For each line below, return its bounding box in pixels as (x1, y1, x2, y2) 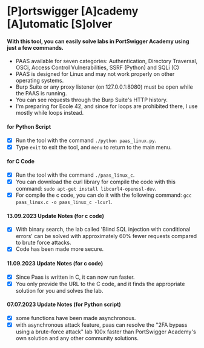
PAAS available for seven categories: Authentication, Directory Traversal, (15, 58, 198, 65)
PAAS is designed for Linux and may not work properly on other (15, 70, 175, 78)
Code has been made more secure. (15, 245, 104, 253)
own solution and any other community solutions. (15, 335, 139, 342)
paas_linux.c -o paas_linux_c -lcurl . (15, 199, 113, 206)
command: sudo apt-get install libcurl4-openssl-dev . (15, 185, 157, 193)
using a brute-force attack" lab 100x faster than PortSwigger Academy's (15, 328, 196, 335)
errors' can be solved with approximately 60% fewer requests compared (15, 233, 197, 240)
